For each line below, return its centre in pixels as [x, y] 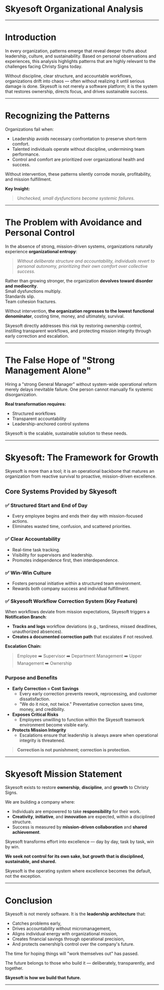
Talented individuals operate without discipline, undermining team [78, 149]
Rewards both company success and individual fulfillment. [71, 588]
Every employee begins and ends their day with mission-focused [77, 516]
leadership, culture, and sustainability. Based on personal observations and [81, 56]
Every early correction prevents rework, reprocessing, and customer [88, 693]
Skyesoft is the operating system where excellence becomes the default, [78, 871]
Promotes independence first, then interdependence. [65, 560]
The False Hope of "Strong [60, 360]
